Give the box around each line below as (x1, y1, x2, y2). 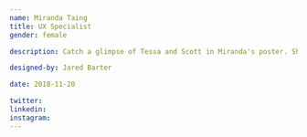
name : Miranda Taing (9, 13, 89, 23)
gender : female (9, 30, 68, 39)
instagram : (9, 113, 51, 122)
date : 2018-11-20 (9, 79, 76, 90)
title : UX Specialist (9, 22, 92, 31)
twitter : (9, 97, 43, 106)
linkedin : (9, 105, 48, 114)
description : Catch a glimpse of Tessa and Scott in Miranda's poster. (9, 47, 288, 56)
